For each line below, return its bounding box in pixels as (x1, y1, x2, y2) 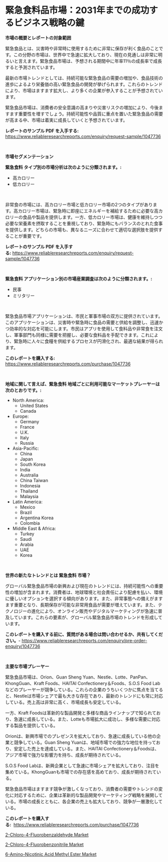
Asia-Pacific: (12, 445, 39, 451)
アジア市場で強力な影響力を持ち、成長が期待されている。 (5, 752, 124, 758)
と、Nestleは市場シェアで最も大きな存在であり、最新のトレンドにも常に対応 (5, 693, 163, 699)
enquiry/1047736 (5, 643, 41, 649)
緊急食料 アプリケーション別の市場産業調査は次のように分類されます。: (5, 275, 152, 281)
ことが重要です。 (9, 233, 45, 239)
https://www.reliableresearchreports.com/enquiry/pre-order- (22, 637, 147, 643)
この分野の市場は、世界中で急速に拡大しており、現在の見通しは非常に (13, 51, 158, 58)
